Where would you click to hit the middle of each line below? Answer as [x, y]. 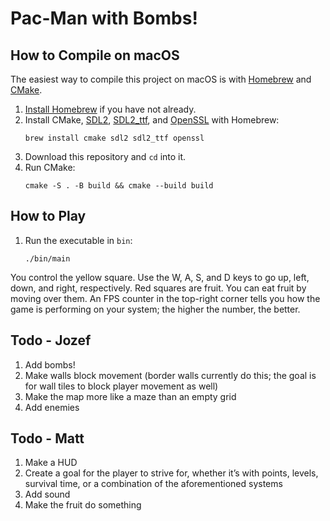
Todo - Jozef [51, 340]
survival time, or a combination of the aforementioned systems [153, 484]
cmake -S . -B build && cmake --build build [119, 186]
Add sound [47, 494]
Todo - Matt [47, 438]
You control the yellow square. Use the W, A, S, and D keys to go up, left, [160, 277]
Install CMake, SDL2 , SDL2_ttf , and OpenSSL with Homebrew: [152, 120]
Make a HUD [51, 463]
